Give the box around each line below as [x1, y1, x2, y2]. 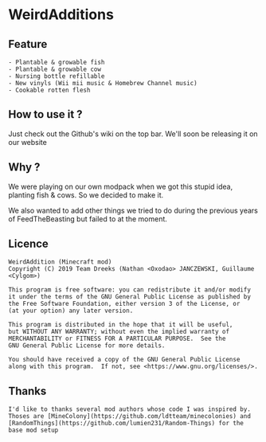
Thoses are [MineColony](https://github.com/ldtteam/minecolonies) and [8, 413, 251, 420]
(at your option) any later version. [8, 307, 134, 315]
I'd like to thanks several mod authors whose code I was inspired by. [8, 405, 251, 413]
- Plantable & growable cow [8, 65, 102, 73]
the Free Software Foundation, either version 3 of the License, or [8, 300, 241, 308]
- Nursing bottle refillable [8, 72, 105, 80]
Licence [8, 237, 49, 251]
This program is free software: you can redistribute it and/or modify [8, 286, 251, 294]
